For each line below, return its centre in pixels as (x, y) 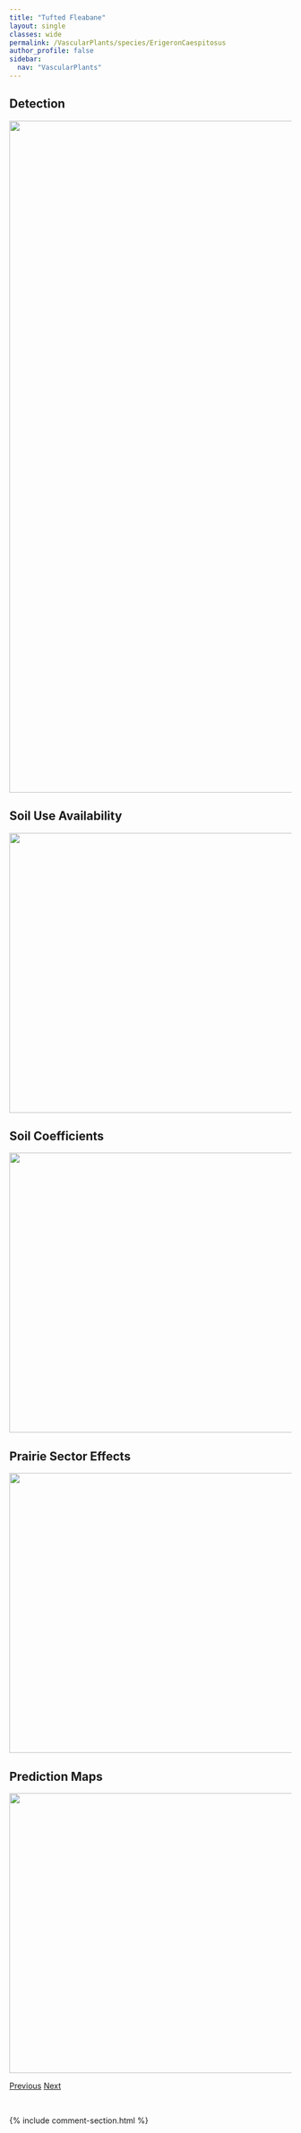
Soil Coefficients (57, 1135)
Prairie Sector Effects (70, 1456)
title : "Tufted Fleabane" (57, 17)
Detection (37, 104)
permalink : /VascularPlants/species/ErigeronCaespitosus (118, 43)
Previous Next (35, 2086)
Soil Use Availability (66, 816)
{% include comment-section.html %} (79, 2120)
